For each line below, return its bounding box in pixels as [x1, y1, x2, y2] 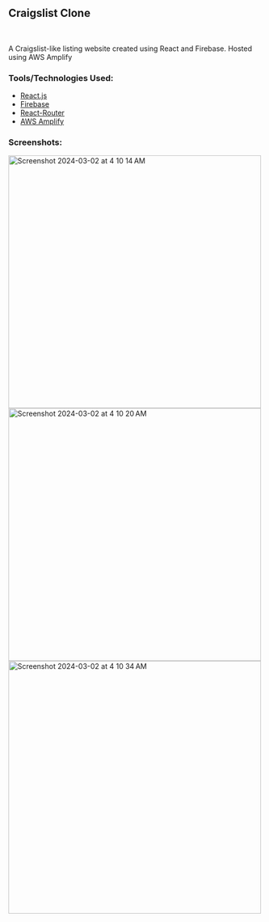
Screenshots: [8, 137, 63, 148]
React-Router [19, 108, 65, 118]
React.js [19, 91, 48, 100]
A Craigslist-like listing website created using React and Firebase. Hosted [8, 44, 253, 53]
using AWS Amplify [8, 52, 73, 61]
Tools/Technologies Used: [8, 72, 114, 83]
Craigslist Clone [8, 6, 91, 20]
